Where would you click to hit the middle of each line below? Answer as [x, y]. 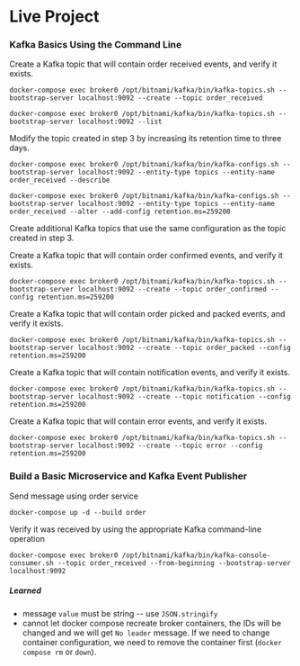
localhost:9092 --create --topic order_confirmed [172, 290]
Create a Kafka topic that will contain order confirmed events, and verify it [146, 256]
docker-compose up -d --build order [78, 512]
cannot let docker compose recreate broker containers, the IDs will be [151, 623]
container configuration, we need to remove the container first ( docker [152, 642]
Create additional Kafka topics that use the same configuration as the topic [148, 229]
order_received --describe [60, 180]
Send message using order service [74, 496]
